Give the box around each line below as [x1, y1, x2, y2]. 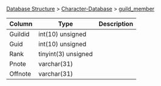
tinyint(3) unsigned [38, 50, 93, 58]
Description [98, 20, 134, 28]
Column [9, 20, 33, 28]
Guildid [9, 30, 30, 38]
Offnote [9, 70, 32, 78]
